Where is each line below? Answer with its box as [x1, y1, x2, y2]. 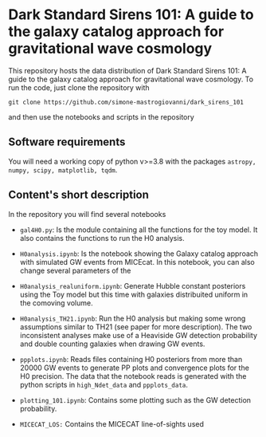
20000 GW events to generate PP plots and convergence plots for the [19, 363, 249, 372]
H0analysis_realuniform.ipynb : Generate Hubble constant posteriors [19, 281, 246, 290]
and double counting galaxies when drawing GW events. [19, 339, 205, 348]
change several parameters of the [19, 266, 131, 275]
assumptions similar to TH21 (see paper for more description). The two [19, 321, 252, 332]
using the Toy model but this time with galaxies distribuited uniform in [19, 289, 248, 299]
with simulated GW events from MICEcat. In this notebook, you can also [19, 257, 255, 266]
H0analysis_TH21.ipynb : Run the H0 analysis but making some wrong [19, 313, 246, 323]
